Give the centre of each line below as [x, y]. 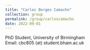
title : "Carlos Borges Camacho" [38, 10]
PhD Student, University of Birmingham [45, 38]
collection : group [24, 14]
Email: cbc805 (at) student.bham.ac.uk [45, 43]
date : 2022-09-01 [23, 24]
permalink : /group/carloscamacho [40, 19]
